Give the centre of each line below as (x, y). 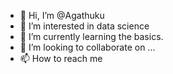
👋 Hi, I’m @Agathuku (62, 15)
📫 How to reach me (61, 58)
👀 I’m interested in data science (84, 26)
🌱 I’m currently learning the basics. (91, 36)
